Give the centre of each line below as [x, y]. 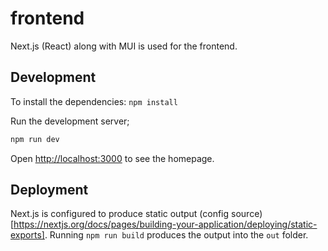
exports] [27, 235]
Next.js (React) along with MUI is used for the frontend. [124, 46]
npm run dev [35, 139]
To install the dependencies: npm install [94, 101]
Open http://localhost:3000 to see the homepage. [112, 158]
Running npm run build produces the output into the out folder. [179, 235]
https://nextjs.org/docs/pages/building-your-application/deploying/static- [165, 224]
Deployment [49, 190]
